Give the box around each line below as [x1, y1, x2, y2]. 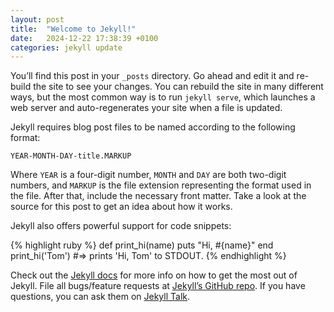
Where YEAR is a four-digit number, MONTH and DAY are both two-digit [10, 169, 287, 181]
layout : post [10, 14, 65, 25]
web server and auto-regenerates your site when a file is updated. [10, 102, 283, 114]
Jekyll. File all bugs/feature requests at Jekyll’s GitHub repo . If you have [10, 280, 306, 292]
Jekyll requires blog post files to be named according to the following [10, 121, 296, 133]
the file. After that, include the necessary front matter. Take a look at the [10, 190, 307, 202]
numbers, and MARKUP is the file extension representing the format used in [10, 179, 312, 191]
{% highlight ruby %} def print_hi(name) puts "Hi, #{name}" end [10, 239, 274, 251]
